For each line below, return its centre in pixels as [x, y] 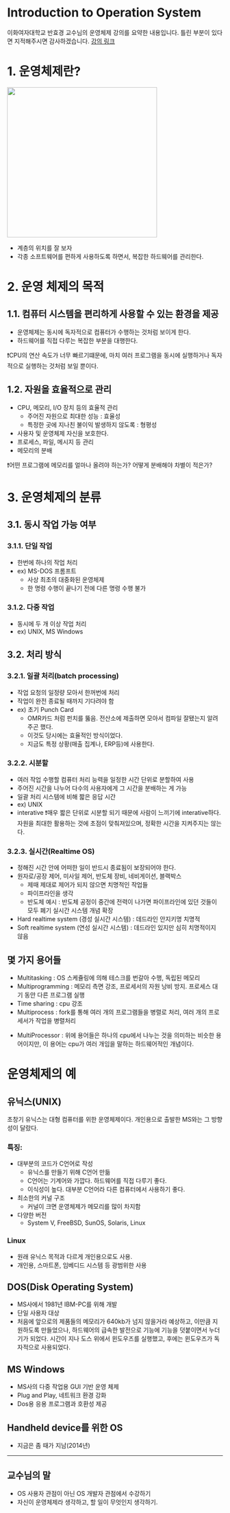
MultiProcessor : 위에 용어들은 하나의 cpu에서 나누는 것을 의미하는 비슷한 [115, 1035]
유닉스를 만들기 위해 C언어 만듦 [69, 1173]
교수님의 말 [29, 1476]
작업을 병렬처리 [56, 1020]
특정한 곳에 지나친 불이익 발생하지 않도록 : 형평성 [92, 424]
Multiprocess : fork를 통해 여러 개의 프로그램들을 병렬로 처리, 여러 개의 [112, 1012]
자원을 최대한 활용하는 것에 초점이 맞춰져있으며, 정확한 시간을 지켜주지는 [113, 823]
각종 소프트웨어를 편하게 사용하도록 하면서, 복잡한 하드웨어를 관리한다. [110, 256]
